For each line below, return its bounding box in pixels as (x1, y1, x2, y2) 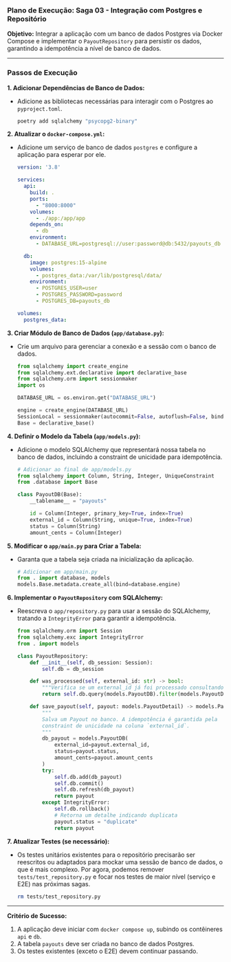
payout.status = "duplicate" (54, 818, 138, 825)
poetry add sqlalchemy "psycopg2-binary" (16, 118, 137, 125)
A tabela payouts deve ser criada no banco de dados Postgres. (16, 940, 195, 948)
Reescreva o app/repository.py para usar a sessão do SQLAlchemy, (16, 607, 211, 615)
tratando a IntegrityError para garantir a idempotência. (16, 614, 177, 623)
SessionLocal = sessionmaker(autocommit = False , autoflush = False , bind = (16, 413, 227, 420)
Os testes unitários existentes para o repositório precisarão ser (16, 851, 196, 859)
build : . (30, 189, 55, 196)
